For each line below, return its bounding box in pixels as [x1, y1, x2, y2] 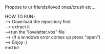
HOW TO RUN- [5, 14, 36, 19]
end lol [5, 45, 19, 50]
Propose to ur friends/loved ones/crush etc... [5, 4, 96, 10]
